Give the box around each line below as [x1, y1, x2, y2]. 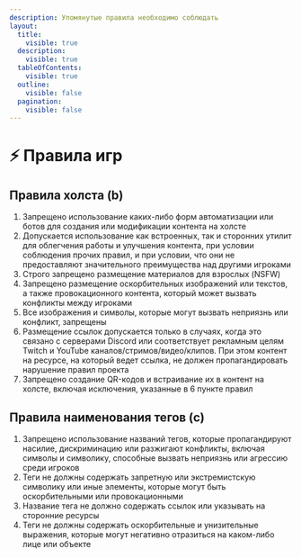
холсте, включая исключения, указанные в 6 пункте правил [22, 383, 253, 394]
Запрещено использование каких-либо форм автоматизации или [22, 211, 274, 222]
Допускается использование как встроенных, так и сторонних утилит [22, 230, 292, 241]
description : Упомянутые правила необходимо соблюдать [9, 13, 219, 22]
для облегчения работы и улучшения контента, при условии [22, 240, 254, 251]
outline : [17, 80, 50, 89]
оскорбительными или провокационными [22, 491, 184, 502]
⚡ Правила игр [9, 146, 123, 166]
